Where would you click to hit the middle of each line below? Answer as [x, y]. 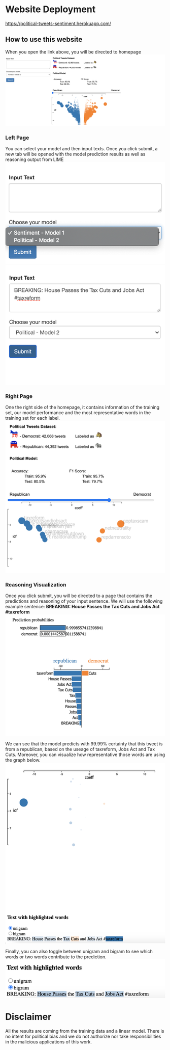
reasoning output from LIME [35, 159]
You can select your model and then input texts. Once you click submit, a [81, 149]
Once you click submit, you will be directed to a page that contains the [79, 596]
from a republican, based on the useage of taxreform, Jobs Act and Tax [80, 749]
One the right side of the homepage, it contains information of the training [82, 407]
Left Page [17, 138]
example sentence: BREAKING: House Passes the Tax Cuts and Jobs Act [82, 607]
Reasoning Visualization [36, 585]
